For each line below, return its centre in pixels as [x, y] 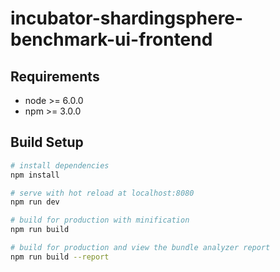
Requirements [55, 76]
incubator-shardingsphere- [127, 18]
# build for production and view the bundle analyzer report [140, 248]
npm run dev [35, 202]
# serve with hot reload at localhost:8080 [102, 193]
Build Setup [47, 142]
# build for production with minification [100, 220]
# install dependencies [60, 165]
